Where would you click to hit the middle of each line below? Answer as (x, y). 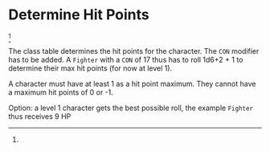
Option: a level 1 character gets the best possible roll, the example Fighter (131, 108)
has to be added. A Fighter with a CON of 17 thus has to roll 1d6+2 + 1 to (126, 59)
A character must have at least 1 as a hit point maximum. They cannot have (132, 84)
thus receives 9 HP (40, 116)
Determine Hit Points (79, 15)
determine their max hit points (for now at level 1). (90, 68)
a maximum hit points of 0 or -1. (61, 92)
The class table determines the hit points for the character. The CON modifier (134, 51)
